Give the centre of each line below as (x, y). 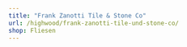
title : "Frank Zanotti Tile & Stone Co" (78, 16)
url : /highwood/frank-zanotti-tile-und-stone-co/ (94, 23)
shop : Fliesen (32, 30)
